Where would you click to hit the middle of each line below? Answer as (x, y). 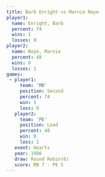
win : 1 (28, 102)
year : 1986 (28, 153)
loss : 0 (29, 108)
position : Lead (39, 125)
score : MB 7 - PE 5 (39, 165)
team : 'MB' (33, 86)
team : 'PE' (33, 119)
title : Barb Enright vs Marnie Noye (52, 12)
